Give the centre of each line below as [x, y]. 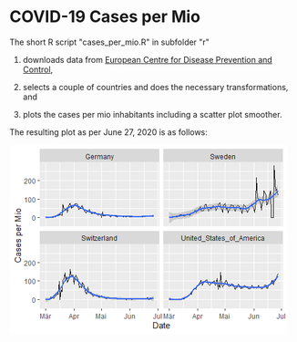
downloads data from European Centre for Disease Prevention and [148, 59]
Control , [38, 69]
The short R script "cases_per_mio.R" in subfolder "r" [109, 42]
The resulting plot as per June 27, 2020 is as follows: [108, 132]
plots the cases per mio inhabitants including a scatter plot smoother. [152, 114]
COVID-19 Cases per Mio [105, 17]
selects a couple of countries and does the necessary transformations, [155, 87]
